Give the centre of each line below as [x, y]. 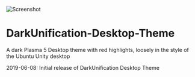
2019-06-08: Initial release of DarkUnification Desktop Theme [83, 67]
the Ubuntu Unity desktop [38, 56]
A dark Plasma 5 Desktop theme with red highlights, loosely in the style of [98, 50]
